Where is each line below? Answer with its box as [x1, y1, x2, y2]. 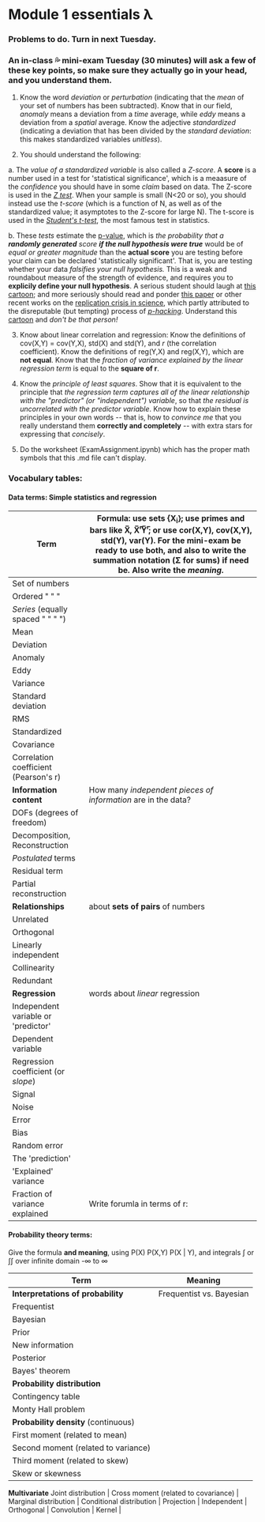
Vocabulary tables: [8, 473, 83, 484]
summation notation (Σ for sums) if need [92, 555, 249, 566]
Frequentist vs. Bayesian [158, 1288, 249, 1299]
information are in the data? [88, 794, 192, 805]
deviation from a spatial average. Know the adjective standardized [19, 118, 237, 127]
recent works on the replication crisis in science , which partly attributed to [8, 298, 250, 307]
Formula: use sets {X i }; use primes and [97, 512, 245, 525]
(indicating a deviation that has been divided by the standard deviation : [19, 126, 252, 136]
